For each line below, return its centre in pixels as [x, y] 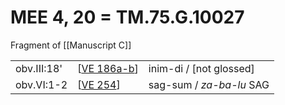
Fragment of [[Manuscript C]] [71, 45]
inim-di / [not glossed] [201, 68]
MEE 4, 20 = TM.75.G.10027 [127, 17]
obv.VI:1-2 [41, 84]
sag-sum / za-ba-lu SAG [209, 84]
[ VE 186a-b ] [108, 68]
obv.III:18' [39, 68]
